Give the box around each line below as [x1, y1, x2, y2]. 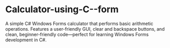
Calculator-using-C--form [5, 4, 119, 15]
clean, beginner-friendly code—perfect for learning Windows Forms [5, 31, 149, 37]
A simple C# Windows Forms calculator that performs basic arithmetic [5, 20, 154, 27]
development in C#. [5, 37, 47, 43]
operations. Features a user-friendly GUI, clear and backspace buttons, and [5, 26, 165, 32]
